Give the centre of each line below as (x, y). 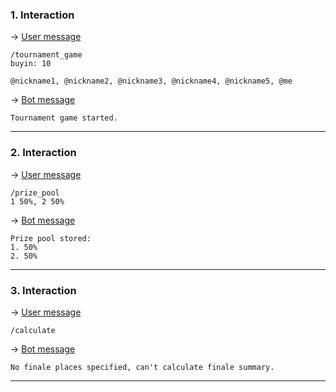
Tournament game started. (64, 118)
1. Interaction (42, 15)
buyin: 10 (31, 64)
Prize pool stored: (51, 238)
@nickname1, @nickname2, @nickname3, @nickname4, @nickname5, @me (151, 81)
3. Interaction (43, 290)
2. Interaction (43, 153)
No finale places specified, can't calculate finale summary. (142, 367)
